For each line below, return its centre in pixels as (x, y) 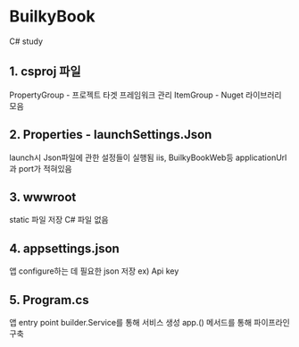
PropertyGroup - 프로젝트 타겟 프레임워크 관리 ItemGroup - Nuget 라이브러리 (145, 95)
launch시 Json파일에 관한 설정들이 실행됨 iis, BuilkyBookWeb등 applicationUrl (148, 157)
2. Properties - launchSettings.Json (111, 135)
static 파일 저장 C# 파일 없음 (59, 220)
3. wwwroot (43, 197)
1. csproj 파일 (45, 72)
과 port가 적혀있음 (41, 168)
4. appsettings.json (65, 248)
